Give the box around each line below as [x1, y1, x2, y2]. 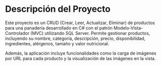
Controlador [5, 30, 30, 36]
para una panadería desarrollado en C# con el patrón [5, 25, 113, 31]
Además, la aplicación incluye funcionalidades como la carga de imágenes [5, 50, 157, 56]
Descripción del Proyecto [5, 3, 111, 15]
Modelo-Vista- [113, 25, 143, 31]
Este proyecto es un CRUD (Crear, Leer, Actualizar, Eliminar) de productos [5, 20, 155, 26]
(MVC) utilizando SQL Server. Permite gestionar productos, [30, 30, 150, 36]
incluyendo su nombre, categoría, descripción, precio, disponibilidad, [5, 35, 146, 41]
